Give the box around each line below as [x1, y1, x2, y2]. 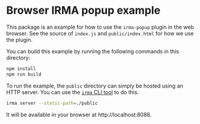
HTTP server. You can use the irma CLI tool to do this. [6, 88, 139, 96]
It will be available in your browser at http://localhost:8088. [6, 111, 152, 118]
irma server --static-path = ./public [6, 100, 98, 106]
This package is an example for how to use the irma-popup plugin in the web [6, 23, 194, 31]
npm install [6, 65, 36, 72]
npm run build [6, 71, 42, 77]
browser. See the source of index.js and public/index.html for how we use [6, 29, 194, 37]
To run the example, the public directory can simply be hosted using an [6, 82, 183, 89]
